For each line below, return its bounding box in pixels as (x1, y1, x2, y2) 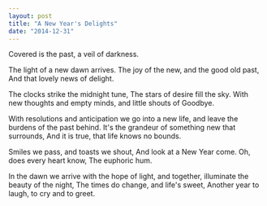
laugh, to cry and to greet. (8, 189, 96, 199)
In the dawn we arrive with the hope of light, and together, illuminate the (8, 172, 249, 182)
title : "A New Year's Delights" (8, 20, 118, 28)
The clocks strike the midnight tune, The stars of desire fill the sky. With (8, 90, 249, 99)
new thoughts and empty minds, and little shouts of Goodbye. (8, 99, 215, 108)
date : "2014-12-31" (8, 27, 75, 35)
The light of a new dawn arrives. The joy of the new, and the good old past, (8, 65, 260, 75)
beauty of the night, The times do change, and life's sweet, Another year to (8, 180, 260, 190)
